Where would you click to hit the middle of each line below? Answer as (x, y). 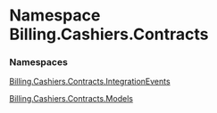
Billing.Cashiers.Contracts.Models (71, 99)
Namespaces (39, 62)
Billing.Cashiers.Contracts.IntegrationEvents (90, 82)
